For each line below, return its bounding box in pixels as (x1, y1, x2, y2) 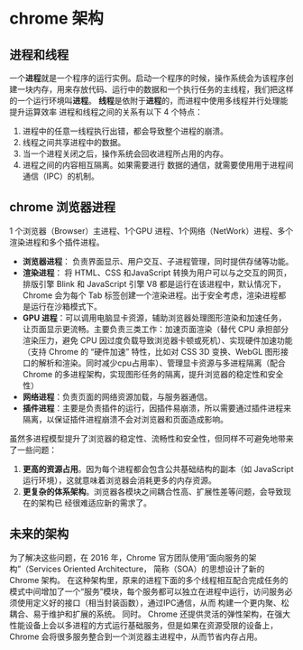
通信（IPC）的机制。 (22, 171, 99, 181)
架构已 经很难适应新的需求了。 (38, 497, 151, 508)
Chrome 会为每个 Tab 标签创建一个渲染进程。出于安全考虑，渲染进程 (22, 290, 279, 301)
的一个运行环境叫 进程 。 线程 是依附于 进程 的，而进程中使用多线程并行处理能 (9, 96, 289, 106)
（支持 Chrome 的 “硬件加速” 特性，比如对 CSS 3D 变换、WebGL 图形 (22, 346, 281, 357)
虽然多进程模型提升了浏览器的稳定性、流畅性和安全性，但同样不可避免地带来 (9, 432, 294, 443)
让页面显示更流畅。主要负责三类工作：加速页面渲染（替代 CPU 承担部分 (22, 323, 289, 334)
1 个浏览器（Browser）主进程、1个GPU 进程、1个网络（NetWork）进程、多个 (9, 225, 294, 236)
